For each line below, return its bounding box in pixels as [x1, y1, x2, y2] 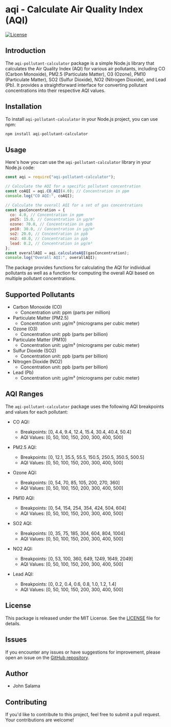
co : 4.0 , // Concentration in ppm [10, 212, 83, 217]
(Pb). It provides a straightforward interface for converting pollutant [5, 82, 147, 88]
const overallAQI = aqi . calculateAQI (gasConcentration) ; [5, 250, 130, 255]
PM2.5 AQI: [12, 444, 37, 450]
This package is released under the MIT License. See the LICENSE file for [5, 615, 160, 621]
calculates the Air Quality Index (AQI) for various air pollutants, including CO [5, 65, 165, 71]
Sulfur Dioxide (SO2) [12, 348, 56, 354]
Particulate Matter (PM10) [12, 337, 67, 343]
